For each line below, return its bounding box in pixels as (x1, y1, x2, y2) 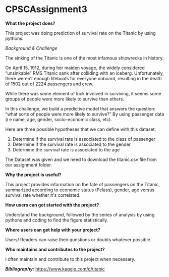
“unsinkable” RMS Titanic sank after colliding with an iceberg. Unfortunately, (5, 70, 164, 76)
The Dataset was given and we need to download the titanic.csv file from (5, 156, 157, 162)
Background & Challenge (5, 45, 58, 51)
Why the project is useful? (5, 172, 62, 178)
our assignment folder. (5, 161, 52, 168)
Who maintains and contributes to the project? (5, 246, 105, 252)
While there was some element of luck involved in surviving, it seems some (5, 90, 161, 96)
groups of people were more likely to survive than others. (5, 96, 125, 102)
